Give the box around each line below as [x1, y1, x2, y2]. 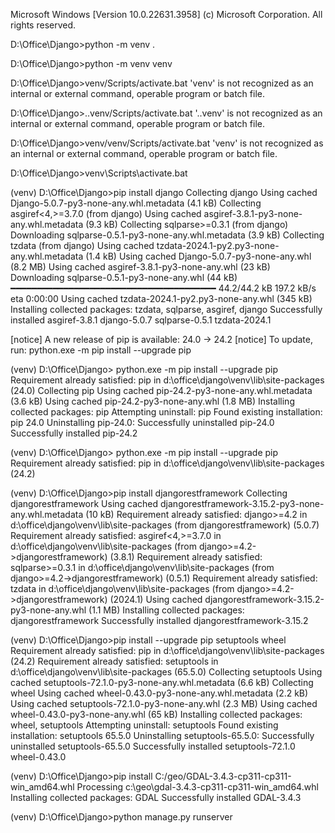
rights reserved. [10, 19, 77, 31]
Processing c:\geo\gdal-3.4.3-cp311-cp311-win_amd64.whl [76, 781, 319, 793]
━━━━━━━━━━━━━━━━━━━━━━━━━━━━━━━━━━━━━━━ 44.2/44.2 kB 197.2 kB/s [10, 282, 317, 294]
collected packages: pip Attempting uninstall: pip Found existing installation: [10, 406, 323, 418]
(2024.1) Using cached [109, 594, 203, 605]
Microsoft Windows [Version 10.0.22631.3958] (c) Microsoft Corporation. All [10, 9, 323, 20]
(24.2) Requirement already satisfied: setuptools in [10, 655, 219, 667]
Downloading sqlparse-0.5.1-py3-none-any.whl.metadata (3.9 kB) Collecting [10, 229, 325, 241]
